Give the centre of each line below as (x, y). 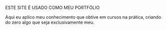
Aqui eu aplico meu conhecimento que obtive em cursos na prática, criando (83, 17)
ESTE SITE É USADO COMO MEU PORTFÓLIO (52, 8)
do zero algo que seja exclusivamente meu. (50, 22)
